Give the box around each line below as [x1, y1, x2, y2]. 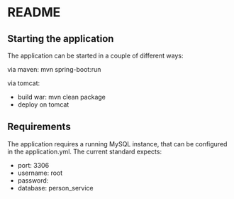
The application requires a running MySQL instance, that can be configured [7, 139, 228, 148]
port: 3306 [17, 161, 50, 169]
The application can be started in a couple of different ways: [7, 51, 184, 60]
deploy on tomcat [17, 100, 69, 109]
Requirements [7, 121, 71, 133]
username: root [17, 168, 63, 177]
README [7, 4, 61, 21]
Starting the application [7, 33, 114, 45]
